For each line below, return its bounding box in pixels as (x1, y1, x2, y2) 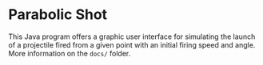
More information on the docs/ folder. (8, 48, 131, 58)
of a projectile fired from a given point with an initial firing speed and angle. (8, 40, 256, 49)
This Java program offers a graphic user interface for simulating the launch (8, 32, 256, 41)
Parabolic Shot (8, 6, 108, 24)
